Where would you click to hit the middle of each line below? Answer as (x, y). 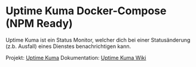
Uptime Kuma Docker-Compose (86, 11)
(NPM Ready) (39, 23)
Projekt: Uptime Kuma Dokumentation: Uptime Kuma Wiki (76, 58)
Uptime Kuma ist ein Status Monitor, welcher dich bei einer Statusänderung (98, 40)
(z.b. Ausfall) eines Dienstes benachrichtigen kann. (68, 46)
